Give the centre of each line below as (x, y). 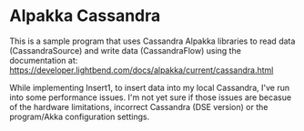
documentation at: (44, 60)
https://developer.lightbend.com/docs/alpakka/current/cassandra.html (142, 70)
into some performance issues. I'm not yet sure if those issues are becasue (151, 97)
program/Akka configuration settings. (80, 116)
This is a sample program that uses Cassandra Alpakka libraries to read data (152, 41)
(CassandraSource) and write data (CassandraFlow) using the (125, 50)
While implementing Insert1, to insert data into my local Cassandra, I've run (149, 87)
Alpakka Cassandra (85, 16)
